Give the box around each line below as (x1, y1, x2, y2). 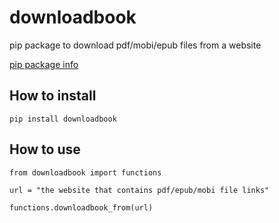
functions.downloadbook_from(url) (9, 202, 154, 213)
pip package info (9, 58, 79, 70)
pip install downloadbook (9, 114, 117, 124)
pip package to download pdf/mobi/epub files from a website (9, 39, 262, 51)
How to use (9, 141, 81, 158)
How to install (9, 87, 97, 105)
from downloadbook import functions (9, 167, 162, 178)
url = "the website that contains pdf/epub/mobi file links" (9, 185, 270, 195)
